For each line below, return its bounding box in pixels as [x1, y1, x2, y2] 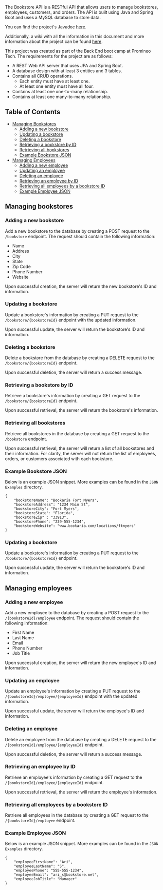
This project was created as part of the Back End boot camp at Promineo [5, 48, 151, 54]
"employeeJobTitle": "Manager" [14, 877, 77, 882]
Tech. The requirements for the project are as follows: [5, 53, 113, 59]
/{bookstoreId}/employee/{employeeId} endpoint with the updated [5, 693, 138, 699]
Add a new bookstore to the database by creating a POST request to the [5, 228, 150, 234]
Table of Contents [5, 108, 61, 116]
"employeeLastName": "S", [14, 864, 67, 869]
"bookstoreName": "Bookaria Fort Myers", [14, 498, 99, 503]
